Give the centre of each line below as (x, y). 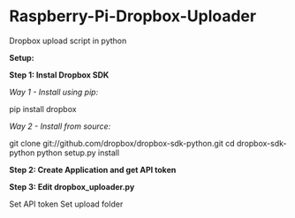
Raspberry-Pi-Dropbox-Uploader (133, 16)
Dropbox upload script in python (68, 41)
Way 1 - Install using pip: (54, 92)
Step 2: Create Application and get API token (93, 169)
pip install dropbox (43, 109)
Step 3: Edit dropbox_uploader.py (72, 186)
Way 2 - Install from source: (60, 126)
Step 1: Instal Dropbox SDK (59, 75)
